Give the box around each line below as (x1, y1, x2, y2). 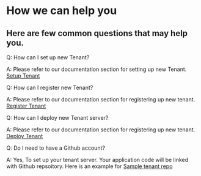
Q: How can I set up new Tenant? (6, 54, 90, 61)
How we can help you (6, 4, 117, 18)
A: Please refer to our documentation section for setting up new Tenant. (6, 65, 187, 73)
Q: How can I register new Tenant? (6, 84, 93, 91)
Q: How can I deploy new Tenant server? (6, 114, 109, 121)
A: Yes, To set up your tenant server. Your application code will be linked (6, 156, 189, 163)
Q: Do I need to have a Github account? (6, 144, 106, 152)
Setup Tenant (6, 72, 40, 79)
